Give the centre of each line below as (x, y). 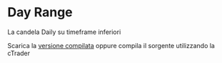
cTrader (19, 53)
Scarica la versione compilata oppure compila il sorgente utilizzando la (111, 45)
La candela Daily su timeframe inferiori (64, 32)
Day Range (40, 12)
